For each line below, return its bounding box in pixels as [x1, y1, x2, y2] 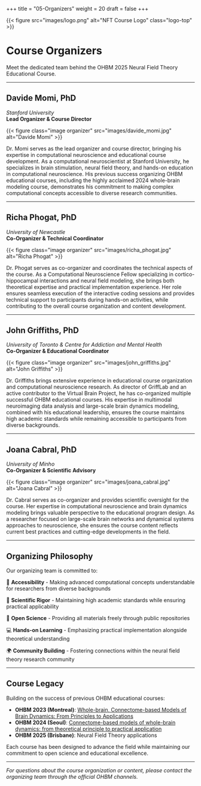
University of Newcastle [6, 228, 66, 235]
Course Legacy [6, 679, 64, 689]
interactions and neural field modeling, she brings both [39, 277, 175, 284]
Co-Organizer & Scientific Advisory [6, 467, 96, 474]
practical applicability [6, 603, 59, 610]
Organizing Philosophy [6, 551, 93, 562]
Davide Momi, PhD [6, 93, 77, 104]
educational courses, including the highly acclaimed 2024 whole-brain [6, 177, 181, 184]
